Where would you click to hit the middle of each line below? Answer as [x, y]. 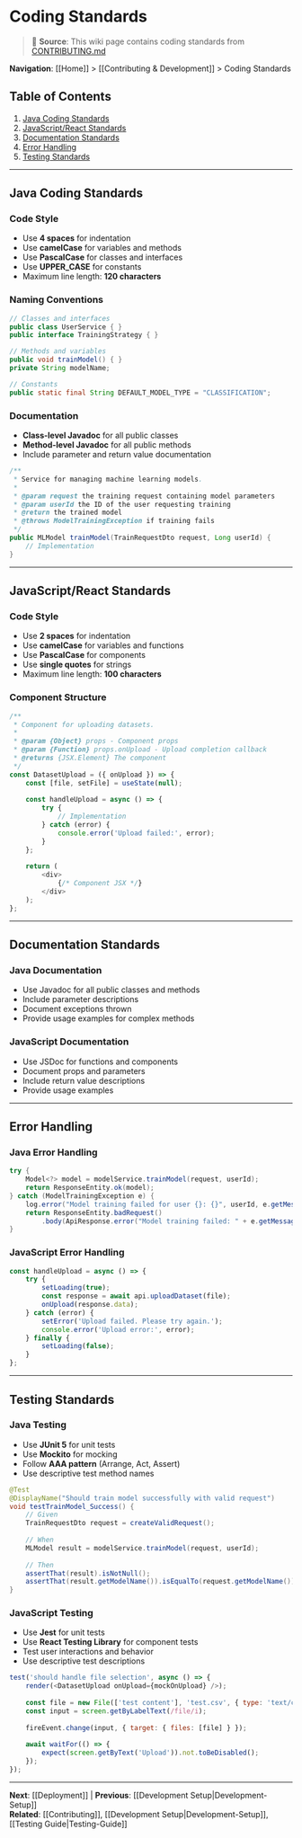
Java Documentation [56, 970]
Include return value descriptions [84, 1080]
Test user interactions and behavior [88, 1652]
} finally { [48, 1338]
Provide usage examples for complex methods [108, 1018]
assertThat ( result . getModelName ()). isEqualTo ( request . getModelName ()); [162, 1582]
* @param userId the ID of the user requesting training [122, 504]
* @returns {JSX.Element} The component [90, 758]
